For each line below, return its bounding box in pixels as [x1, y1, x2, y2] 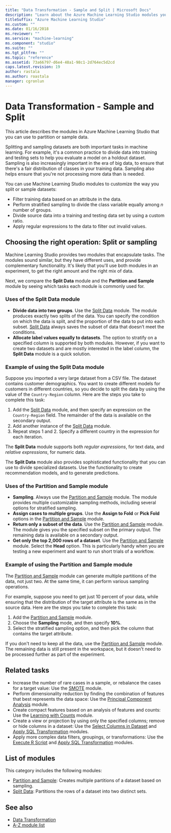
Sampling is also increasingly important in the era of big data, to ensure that [5, 160, 164, 166]
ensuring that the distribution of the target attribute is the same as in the [5, 599, 156, 605]
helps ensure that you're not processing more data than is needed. [5, 170, 145, 177]
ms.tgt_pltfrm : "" [5, 50, 44, 55]
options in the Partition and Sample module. [12, 516, 105, 522]
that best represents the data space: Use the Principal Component [12, 696, 152, 702]
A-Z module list [12, 822, 45, 828]
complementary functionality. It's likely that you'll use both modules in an [5, 262, 159, 268]
